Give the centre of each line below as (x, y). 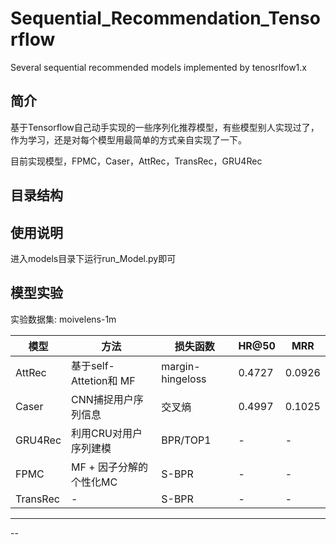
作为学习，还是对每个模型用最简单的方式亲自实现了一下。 (128, 139)
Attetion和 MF (103, 380)
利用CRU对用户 (107, 433)
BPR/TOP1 (186, 440)
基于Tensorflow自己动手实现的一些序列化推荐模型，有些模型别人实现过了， (165, 127)
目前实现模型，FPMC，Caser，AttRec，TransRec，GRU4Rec (136, 161)
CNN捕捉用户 (102, 399)
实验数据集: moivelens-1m (63, 319)
